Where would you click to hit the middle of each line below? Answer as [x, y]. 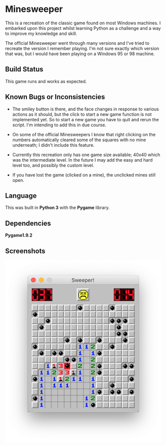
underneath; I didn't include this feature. [53, 145]
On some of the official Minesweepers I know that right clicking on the [84, 134]
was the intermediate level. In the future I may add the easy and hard [82, 160]
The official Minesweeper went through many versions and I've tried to [77, 43]
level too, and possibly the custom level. [53, 165]
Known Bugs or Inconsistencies [55, 97]
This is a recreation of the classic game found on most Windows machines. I [83, 23]
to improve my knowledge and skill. [41, 33]
